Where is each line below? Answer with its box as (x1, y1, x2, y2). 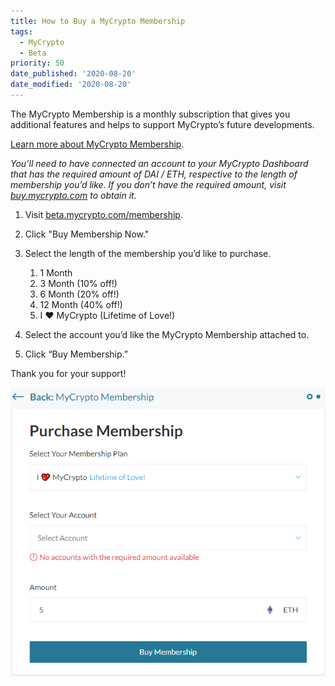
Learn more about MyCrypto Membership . (10, 138, 185, 150)
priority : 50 (10, 58, 65, 69)
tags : (10, 26, 33, 37)
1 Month (39, 266, 73, 279)
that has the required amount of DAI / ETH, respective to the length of (10, 168, 298, 180)
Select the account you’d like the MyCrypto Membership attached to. (24, 328, 310, 340)
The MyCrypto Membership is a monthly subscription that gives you (10, 108, 291, 120)
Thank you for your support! (10, 367, 127, 379)
